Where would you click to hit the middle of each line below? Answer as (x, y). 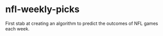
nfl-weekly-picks (43, 9)
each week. (17, 28)
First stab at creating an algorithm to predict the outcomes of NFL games (82, 23)
